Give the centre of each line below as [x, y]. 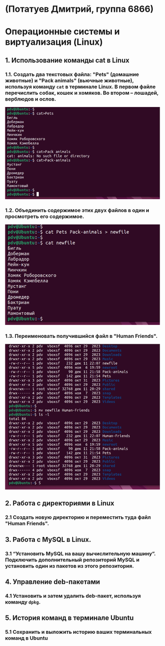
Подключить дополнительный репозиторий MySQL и [72, 560]
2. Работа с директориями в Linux [60, 503]
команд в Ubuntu [27, 638]
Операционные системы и [63, 32]
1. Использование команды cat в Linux [67, 60]
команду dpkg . [23, 602]
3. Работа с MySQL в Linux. [48, 539]
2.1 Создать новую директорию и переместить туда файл [78, 517]
